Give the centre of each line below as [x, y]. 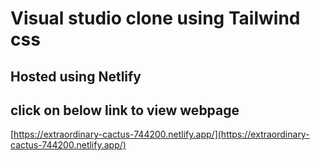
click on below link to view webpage [125, 110]
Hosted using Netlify [76, 76]
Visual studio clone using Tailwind [155, 18]
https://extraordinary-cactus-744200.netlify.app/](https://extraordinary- [161, 134]
